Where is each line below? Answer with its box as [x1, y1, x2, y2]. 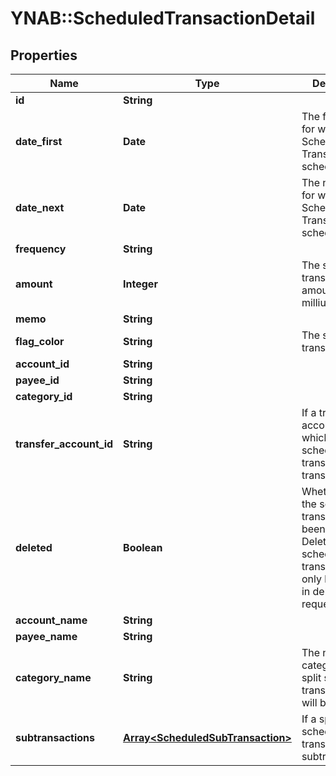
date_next [15, 201, 65, 214]
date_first [15, 135, 63, 148]
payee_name [15, 630, 78, 643]
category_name [15, 671, 92, 684]
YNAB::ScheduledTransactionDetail [10, 7, 316, 30]
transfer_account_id [15, 437, 114, 451]
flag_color [15, 335, 65, 348]
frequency [15, 242, 67, 256]
